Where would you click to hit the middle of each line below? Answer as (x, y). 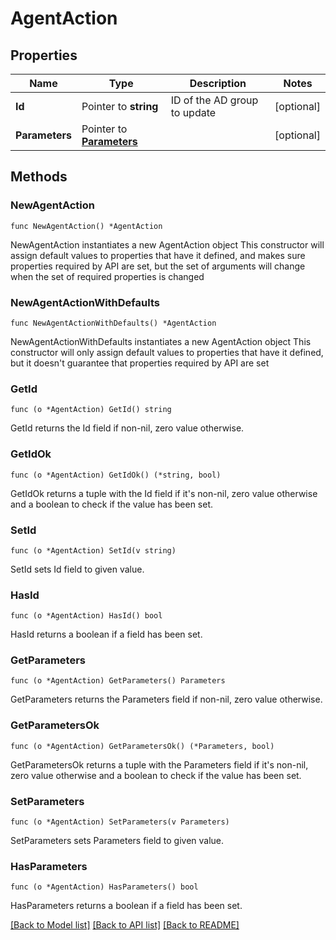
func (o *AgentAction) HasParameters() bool (104, 887)
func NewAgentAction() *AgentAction (86, 226)
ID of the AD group (214, 100)
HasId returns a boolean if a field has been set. (106, 634)
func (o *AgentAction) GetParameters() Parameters (118, 681)
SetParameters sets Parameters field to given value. (117, 841)
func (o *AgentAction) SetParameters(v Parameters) (120, 822)
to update (193, 112)
